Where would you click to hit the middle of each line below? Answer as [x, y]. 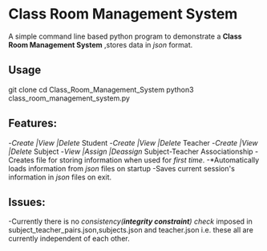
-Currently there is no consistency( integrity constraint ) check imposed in [130, 221]
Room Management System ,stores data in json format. [101, 44]
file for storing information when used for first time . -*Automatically [148, 160]
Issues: [27, 202]
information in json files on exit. [60, 177]
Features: [33, 123]
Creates [21, 160]
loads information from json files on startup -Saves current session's [121, 168]
